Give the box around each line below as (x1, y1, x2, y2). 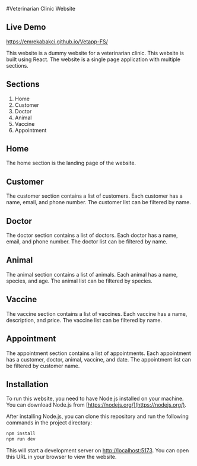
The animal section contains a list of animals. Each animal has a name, (6, 271, 178, 278)
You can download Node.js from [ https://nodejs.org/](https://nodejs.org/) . (6, 401, 187, 408)
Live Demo (6, 22, 46, 32)
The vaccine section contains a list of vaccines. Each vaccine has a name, (6, 310, 188, 317)
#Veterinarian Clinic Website (6, 5, 76, 12)
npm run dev (6, 436, 36, 442)
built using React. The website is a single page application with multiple (6, 56, 181, 63)
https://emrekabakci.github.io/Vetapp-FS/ (6, 38, 109, 45)
